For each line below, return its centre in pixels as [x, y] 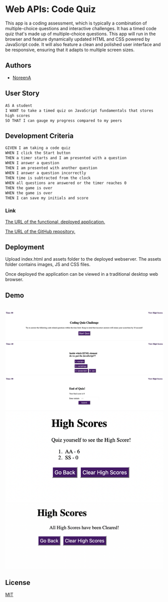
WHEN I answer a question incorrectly [46, 173]
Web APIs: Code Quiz [51, 9]
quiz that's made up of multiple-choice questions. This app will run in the [80, 34]
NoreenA [22, 77]
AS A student [19, 106]
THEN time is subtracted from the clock [48, 178]
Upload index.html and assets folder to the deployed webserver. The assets [83, 259]
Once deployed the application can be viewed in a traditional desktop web [82, 274]
